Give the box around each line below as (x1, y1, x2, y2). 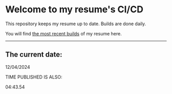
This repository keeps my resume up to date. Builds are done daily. (5, 21, 146, 27)
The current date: (5, 50, 62, 59)
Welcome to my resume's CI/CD (5, 4, 143, 15)
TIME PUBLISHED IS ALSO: (5, 73, 62, 80)
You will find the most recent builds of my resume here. (5, 30, 122, 36)
